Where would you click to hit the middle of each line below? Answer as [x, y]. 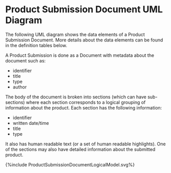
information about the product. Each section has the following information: [84, 107]
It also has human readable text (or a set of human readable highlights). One [85, 144]
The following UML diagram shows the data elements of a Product [75, 34]
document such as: [26, 60]
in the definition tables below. [36, 45]
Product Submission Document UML [84, 9]
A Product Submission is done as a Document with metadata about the [80, 55]
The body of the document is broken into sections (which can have [76, 97]
